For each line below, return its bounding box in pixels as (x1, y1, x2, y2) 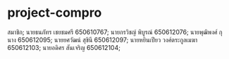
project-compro (7, 5, 102, 21)
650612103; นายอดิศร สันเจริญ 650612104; (7, 43, 121, 51)
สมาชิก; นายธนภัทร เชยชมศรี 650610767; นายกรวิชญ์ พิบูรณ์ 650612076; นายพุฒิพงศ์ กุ (7, 28, 223, 36)
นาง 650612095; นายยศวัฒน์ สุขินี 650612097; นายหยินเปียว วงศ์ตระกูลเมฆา (7, 35, 198, 44)
